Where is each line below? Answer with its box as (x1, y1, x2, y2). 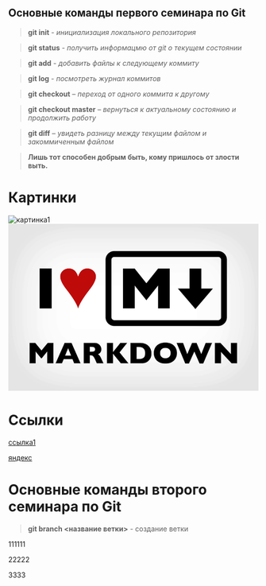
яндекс (8, 452, 33, 462)
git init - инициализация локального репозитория (27, 27, 196, 37)
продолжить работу (27, 113, 97, 122)
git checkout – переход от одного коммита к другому (27, 89, 210, 99)
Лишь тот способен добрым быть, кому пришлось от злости (27, 152, 240, 161)
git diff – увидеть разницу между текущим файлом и (27, 128, 207, 138)
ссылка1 (8, 437, 36, 447)
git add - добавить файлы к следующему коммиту (27, 58, 200, 68)
